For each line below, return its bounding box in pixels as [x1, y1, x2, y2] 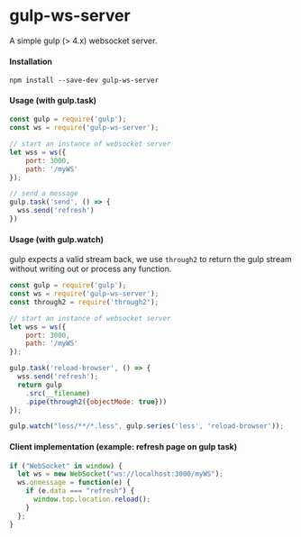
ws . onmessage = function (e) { [17, 478, 131, 487]
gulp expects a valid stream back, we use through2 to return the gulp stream [9, 254, 293, 265]
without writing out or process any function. [9, 263, 172, 275]
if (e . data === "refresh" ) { [25, 487, 135, 496]
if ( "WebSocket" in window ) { [9, 461, 123, 470]
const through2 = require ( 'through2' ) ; [9, 297, 160, 306]
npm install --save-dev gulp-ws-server [9, 76, 160, 86]
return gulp [17, 380, 63, 389]
